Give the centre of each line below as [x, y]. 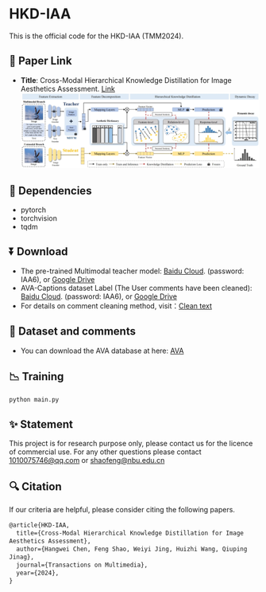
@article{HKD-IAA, [39, 525]
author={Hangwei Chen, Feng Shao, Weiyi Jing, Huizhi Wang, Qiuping [132, 549]
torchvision [39, 218]
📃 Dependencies [50, 191]
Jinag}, [22, 557]
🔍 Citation [35, 486]
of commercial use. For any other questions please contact [105, 452]
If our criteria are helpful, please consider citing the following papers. [122, 510]
